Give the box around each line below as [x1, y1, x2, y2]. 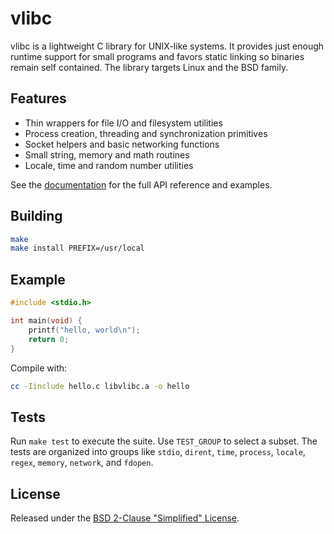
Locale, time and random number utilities [24, 159, 194, 171]
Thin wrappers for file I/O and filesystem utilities [24, 117, 223, 129]
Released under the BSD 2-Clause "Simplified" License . [10, 512, 240, 524]
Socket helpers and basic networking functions [24, 138, 220, 150]
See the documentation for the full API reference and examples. [10, 178, 273, 191]
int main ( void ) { [10, 316, 83, 326]
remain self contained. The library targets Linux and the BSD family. [10, 61, 289, 73]
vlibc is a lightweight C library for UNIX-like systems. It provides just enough [10, 40, 325, 52]
